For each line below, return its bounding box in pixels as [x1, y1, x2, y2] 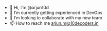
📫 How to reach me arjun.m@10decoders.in [9, 20, 99, 26]
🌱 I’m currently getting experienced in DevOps [9, 10, 103, 15]
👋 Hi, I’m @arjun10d [9, 5, 49, 10]
